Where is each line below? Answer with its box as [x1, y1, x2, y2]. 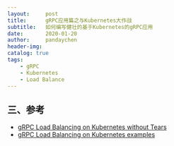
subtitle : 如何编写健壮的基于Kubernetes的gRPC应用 [7, 23, 153, 30]
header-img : [7, 43, 42, 50]
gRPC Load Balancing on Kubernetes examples [17, 130, 156, 139]
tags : [7, 56, 23, 63]
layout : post [7, 10, 59, 18]
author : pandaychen [7, 37, 78, 44]
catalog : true [7, 50, 50, 57]
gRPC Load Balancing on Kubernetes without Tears [17, 123, 168, 131]
